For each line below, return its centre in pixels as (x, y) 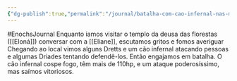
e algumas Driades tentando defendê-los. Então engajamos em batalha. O (115, 56)
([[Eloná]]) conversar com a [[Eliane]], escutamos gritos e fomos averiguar (116, 41)
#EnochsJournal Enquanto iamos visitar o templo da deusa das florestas (112, 34)
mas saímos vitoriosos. (41, 71)
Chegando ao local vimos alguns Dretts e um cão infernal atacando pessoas (118, 49)
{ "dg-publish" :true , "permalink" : (56, 14)
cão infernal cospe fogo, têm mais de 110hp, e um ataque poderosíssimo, (114, 63)
